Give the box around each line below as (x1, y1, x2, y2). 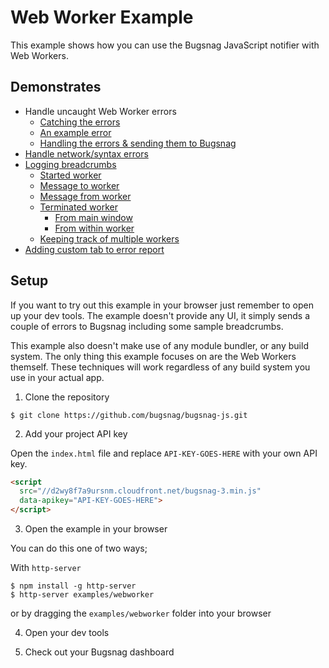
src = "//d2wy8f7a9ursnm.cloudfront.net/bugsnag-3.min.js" (19, 486, 262, 496)
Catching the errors (39, 116, 121, 128)
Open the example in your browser (24, 523, 168, 535)
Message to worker (39, 179, 120, 191)
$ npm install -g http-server (10, 581, 137, 591)
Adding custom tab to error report (24, 243, 165, 255)
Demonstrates (10, 79, 102, 96)
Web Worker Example (10, 6, 194, 29)
